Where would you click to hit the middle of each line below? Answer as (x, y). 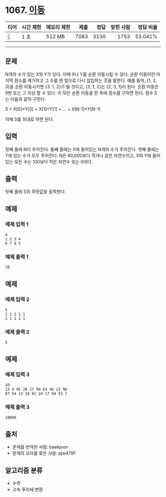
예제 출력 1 (17, 257)
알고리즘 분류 (24, 470)
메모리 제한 (58, 27)
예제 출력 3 (17, 407)
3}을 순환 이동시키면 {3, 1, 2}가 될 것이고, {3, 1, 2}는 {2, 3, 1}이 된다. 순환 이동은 (82, 86)
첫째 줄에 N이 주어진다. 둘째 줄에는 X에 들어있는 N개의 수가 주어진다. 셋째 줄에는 (82, 149)
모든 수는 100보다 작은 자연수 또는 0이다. (53, 161)
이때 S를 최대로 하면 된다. (30, 119)
